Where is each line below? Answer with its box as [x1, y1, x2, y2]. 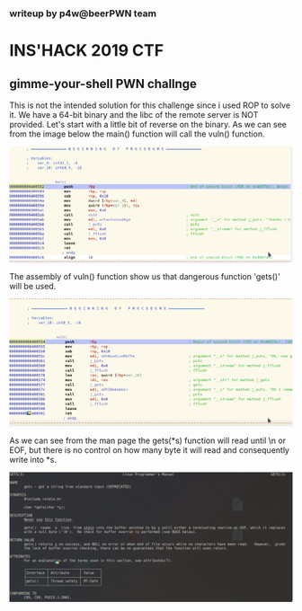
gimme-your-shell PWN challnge [9, 75, 198, 92]
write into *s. [9, 454, 57, 465]
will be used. [9, 280, 57, 291]
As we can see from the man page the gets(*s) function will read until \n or [9, 435, 286, 446]
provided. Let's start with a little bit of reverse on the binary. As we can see [9, 119, 288, 129]
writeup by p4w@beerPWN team [9, 7, 157, 20]
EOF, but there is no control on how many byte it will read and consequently [9, 444, 290, 456]
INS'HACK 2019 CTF [9, 40, 164, 61]
